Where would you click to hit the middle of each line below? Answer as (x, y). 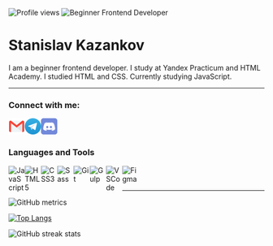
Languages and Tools (52, 153)
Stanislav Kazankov (76, 45)
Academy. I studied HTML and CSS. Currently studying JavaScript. (120, 76)
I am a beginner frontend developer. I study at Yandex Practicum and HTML (135, 67)
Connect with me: (44, 105)
